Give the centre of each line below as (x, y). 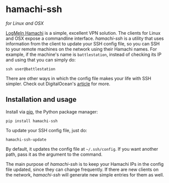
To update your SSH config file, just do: (47, 130)
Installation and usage (41, 100)
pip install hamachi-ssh (32, 121)
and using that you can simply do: (41, 59)
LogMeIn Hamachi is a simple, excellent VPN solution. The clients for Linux (83, 33)
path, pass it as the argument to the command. (54, 154)
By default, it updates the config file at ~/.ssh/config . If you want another (82, 149)
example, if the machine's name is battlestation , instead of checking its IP (83, 54)
